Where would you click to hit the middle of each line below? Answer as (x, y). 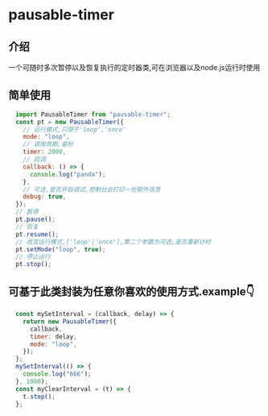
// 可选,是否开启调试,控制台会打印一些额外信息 (92, 189)
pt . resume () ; (37, 234)
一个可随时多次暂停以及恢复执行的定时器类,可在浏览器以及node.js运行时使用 (134, 67)
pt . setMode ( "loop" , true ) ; (61, 249)
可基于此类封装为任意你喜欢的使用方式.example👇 (132, 291)
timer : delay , (54, 336)
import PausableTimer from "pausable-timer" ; (93, 114)
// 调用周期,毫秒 (48, 144)
